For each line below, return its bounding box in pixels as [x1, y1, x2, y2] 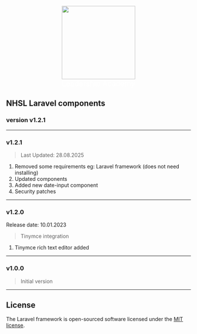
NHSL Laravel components [6, 99, 106, 109]
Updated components [14, 175, 67, 182]
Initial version [20, 278, 53, 285]
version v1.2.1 [6, 116, 46, 124]
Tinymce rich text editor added [14, 244, 90, 251]
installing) [14, 169, 39, 176]
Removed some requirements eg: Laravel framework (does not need [14, 163, 180, 170]
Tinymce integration [20, 232, 69, 240]
